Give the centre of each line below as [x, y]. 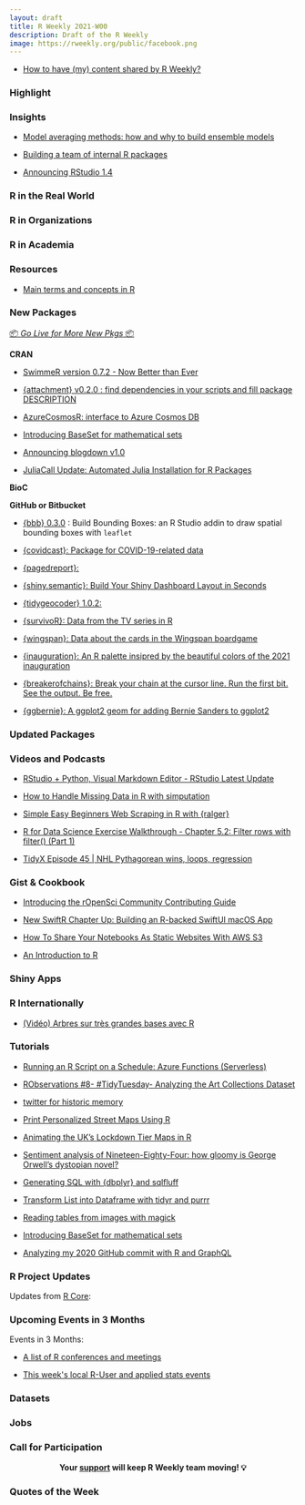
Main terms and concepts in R [79, 289]
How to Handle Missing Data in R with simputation [116, 796]
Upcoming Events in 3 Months [77, 1320]
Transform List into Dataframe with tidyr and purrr [116, 1200]
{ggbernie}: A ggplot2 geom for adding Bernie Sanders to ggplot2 [146, 711]
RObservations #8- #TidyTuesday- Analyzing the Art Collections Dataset [159, 1084]
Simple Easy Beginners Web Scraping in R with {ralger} [126, 814]
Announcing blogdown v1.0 [74, 452]
